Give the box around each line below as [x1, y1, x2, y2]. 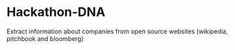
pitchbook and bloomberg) [6, 34, 84, 42]
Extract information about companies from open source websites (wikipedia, [6, 27, 229, 35]
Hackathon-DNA [6, 4, 106, 20]
